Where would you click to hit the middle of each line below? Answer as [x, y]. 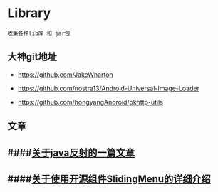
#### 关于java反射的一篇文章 [71, 153]
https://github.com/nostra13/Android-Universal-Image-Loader [108, 88]
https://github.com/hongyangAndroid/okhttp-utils [90, 102]
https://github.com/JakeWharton [66, 74]
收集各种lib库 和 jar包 [39, 33]
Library [29, 13]
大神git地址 [32, 57]
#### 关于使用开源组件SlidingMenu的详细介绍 [109, 179]
